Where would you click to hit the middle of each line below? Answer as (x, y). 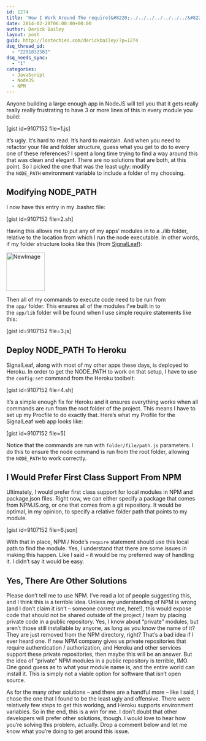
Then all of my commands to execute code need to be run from (86, 299)
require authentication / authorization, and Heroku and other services (94, 648)
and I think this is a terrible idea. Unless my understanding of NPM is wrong (101, 602)
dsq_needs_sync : (27, 58)
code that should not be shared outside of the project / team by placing (96, 615)
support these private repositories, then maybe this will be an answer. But (99, 655)
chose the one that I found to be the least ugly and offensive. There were (98, 699)
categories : (21, 69)
